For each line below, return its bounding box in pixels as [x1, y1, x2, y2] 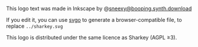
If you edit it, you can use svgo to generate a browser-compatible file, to [6, 16, 182, 23]
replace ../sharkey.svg [6, 23, 63, 29]
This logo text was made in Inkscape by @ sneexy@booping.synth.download [6, 5, 192, 12]
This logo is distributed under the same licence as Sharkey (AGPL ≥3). [6, 34, 177, 41]
